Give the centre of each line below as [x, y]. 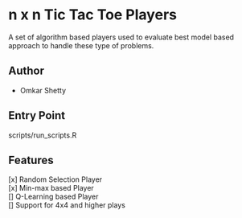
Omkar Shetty [43, 90]
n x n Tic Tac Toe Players [92, 15]
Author [26, 71]
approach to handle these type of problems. [81, 45]
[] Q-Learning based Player [53, 197]
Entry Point [37, 115]
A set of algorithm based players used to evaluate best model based [121, 37]
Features [31, 160]
